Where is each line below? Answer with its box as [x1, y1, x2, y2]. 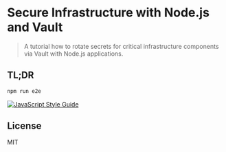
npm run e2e [7, 87, 41, 94]
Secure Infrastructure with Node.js [7, 5, 210, 21]
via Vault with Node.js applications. [23, 50, 124, 58]
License [7, 120, 42, 132]
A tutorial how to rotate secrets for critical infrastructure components [23, 42, 219, 50]
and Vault [7, 19, 63, 35]
